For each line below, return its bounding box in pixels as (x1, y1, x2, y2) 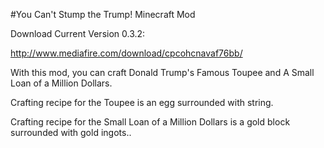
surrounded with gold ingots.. (10, 127, 132, 138)
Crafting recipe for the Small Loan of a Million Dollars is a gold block (10, 116, 291, 128)
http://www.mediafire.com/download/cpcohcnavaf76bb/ (10, 47, 243, 59)
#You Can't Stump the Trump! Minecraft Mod (10, 9, 196, 20)
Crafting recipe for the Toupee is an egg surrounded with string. (10, 97, 274, 108)
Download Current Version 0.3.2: (10, 28, 146, 39)
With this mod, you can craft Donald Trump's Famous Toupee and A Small (10, 67, 315, 78)
